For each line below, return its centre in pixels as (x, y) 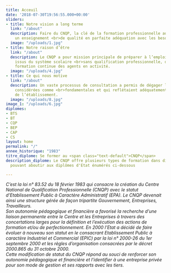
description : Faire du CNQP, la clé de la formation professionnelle (85, 33)
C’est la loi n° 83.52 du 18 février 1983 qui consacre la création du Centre (82, 184)
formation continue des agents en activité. (63, 66)
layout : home (20, 142)
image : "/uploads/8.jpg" (37, 99)
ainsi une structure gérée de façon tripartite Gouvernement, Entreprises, (81, 200)
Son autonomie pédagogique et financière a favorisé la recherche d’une (81, 211)
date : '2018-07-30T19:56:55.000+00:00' (48, 15)
